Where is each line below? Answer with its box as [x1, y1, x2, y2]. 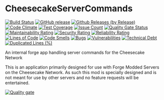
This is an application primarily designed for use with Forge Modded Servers [5, 64, 160, 70]
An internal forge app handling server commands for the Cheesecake [5, 50, 145, 55]
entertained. [5, 79, 30, 86]
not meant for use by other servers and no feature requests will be [5, 75, 139, 80]
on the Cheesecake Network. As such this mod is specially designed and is [5, 69, 157, 75]
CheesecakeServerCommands [5, 3, 133, 14]
